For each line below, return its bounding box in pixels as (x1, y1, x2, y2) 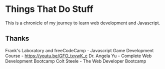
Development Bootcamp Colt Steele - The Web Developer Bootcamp (5, 58, 146, 64)
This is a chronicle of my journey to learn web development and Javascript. (5, 20, 160, 26)
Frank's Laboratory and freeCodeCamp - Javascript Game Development (5, 47, 154, 53)
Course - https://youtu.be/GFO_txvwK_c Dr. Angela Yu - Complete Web (5, 53, 152, 59)
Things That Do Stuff (5, 3, 93, 15)
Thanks (5, 34, 29, 43)
